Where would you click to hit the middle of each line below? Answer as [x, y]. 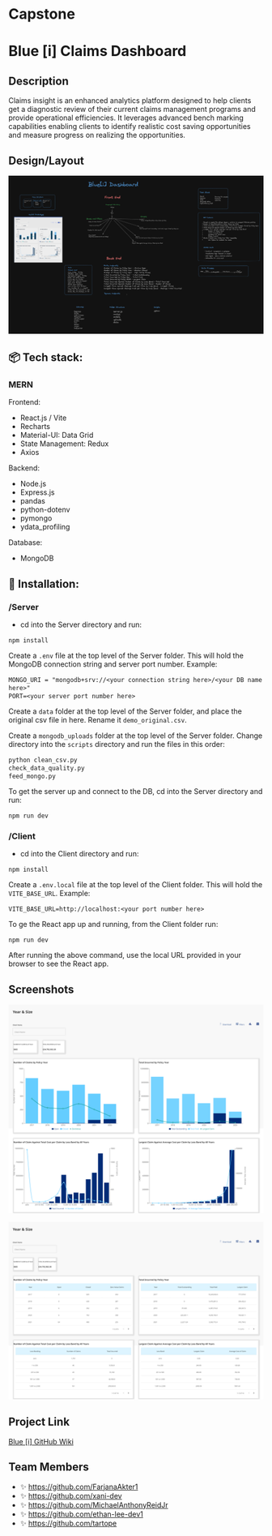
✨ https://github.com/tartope [68, 1523]
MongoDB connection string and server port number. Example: [113, 664]
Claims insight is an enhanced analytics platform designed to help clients [130, 101]
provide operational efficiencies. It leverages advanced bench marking [126, 118]
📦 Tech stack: [46, 357]
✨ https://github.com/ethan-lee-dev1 [81, 1514]
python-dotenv [45, 510]
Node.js [33, 484]
